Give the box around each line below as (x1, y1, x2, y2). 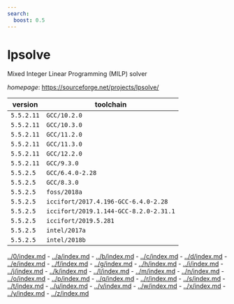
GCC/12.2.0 (46, 150, 82, 158)
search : (7, 10, 30, 17)
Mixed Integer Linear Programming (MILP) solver (7, 70, 148, 78)
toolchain (94, 100, 127, 109)
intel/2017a (46, 227, 86, 234)
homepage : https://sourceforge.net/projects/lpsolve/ (7, 83, 159, 91)
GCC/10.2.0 (46, 112, 82, 119)
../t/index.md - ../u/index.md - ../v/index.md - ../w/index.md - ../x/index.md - (7, 282, 226, 290)
